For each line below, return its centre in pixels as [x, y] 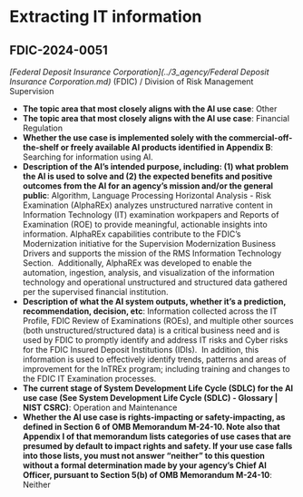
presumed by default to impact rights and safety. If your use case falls [157, 446]
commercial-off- [260, 137]
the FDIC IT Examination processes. [89, 379]
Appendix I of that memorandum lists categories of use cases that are [157, 436]
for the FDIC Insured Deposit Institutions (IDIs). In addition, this [141, 350]
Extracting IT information [106, 17]
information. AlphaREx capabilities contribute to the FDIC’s [132, 234]
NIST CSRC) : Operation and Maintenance [100, 407]
